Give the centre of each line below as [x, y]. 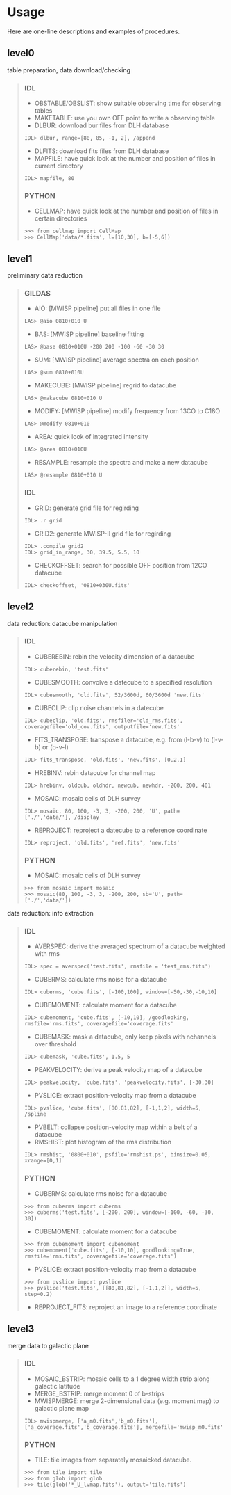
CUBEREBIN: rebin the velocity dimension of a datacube [114, 656]
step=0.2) [38, 1294]
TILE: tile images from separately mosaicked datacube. [113, 1460]
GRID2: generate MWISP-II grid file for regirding [103, 534]
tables [43, 111]
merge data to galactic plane [48, 1345]
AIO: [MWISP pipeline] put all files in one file [97, 309]
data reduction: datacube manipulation [62, 623]
